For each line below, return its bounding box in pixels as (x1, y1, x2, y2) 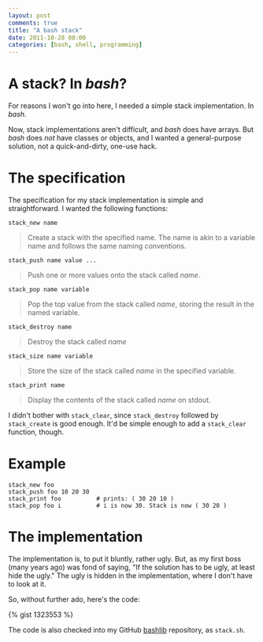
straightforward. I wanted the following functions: (8, 204, 168, 213)
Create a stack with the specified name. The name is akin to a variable (27, 233, 256, 242)
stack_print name (8, 381, 65, 389)
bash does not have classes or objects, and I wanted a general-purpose (8, 133, 242, 143)
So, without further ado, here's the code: (8, 594, 140, 604)
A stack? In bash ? (8, 75, 128, 93)
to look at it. (8, 579, 46, 588)
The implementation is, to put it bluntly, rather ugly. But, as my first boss (8, 554, 242, 563)
